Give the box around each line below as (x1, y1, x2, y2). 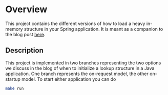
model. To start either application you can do (21, 76, 116, 82)
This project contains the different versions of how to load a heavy (5, 20, 145, 27)
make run (5, 86, 24, 91)
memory (5, 26, 23, 32)
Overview (5, 4, 48, 15)
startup (5, 76, 20, 82)
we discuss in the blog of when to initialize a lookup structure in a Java (5, 65, 155, 71)
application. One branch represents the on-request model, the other (5, 70, 149, 77)
